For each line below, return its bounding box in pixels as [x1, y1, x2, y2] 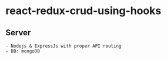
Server [5, 28, 31, 38]
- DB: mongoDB [5, 48, 41, 54]
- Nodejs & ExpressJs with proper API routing [5, 43, 122, 49]
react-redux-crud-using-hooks [5, 4, 162, 18]
